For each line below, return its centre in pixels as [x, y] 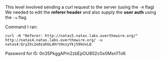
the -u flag [16, 17]
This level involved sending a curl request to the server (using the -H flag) [80, 7]
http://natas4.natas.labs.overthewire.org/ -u [54, 40]
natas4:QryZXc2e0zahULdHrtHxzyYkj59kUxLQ [48, 44]
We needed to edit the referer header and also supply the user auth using [81, 12]
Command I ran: [21, 27]
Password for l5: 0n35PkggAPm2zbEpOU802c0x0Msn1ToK [65, 53]
